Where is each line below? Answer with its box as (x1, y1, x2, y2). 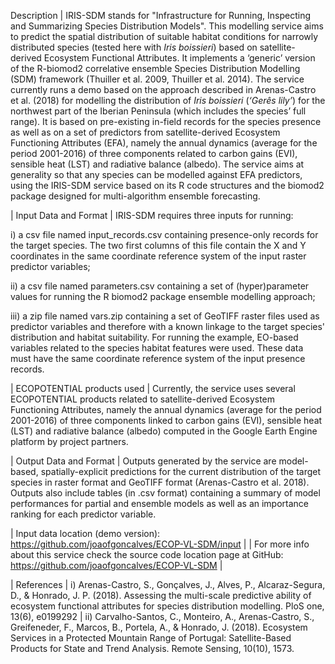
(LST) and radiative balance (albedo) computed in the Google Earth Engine (10, 425, 318, 437)
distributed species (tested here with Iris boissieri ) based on (10, 41, 258, 53)
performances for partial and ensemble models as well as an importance (10, 498, 310, 509)
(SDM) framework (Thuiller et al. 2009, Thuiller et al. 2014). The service (10, 73, 305, 85)
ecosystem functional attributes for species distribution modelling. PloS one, (10, 600, 325, 612)
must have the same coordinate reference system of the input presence (10, 353, 306, 364)
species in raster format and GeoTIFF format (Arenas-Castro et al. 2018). (10, 476, 310, 488)
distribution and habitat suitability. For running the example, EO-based (10, 331, 299, 343)
